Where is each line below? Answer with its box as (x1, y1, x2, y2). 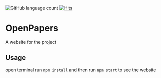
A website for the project (5, 39, 57, 45)
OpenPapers (5, 23, 59, 34)
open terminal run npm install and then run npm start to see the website (5, 67, 156, 73)
